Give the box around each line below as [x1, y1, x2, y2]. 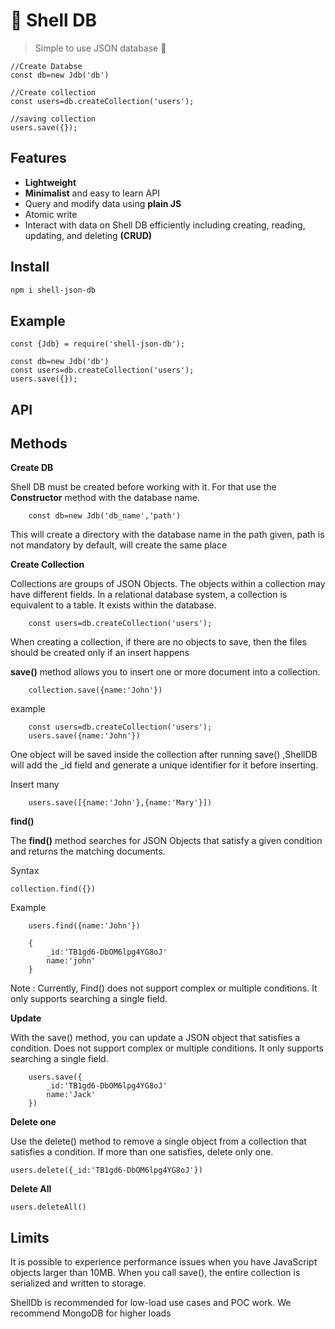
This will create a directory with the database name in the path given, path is [10, 529, 325, 541]
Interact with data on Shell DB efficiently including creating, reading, [24, 219, 306, 231]
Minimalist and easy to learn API [24, 187, 160, 199]
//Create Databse [10, 61, 83, 71]
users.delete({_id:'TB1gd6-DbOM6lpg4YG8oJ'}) [10, 1165, 203, 1176]
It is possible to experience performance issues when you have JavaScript [10, 1256, 318, 1268]
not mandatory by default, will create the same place [10, 539, 228, 551]
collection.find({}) [10, 884, 97, 894]
